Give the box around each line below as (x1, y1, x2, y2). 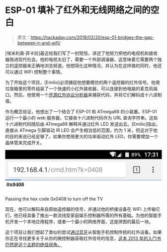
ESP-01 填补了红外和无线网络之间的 (5, 4, 151, 16)
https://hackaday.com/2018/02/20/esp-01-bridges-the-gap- (30, 34, 154, 40)
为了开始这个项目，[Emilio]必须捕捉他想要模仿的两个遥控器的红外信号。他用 (5, 79, 160, 85)
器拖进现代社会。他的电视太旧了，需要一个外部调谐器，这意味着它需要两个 (5, 56, 158, 62)
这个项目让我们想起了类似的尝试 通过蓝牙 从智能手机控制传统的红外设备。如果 (5, 229, 162, 235)
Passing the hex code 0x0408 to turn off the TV (5, 196, 103, 202)
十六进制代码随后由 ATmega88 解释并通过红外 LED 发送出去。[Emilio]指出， (5, 121, 161, 127)
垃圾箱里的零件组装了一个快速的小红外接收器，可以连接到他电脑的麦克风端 (5, 85, 158, 91)
